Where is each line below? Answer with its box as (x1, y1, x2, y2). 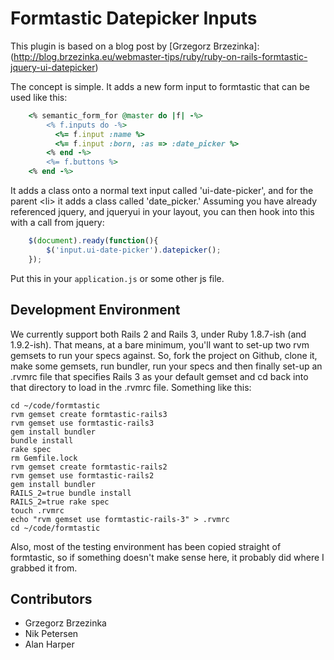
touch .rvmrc (10, 505, 65, 516)
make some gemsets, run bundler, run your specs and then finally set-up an (10, 360, 323, 372)
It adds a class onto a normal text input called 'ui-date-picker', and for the (10, 185, 314, 197)
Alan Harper (24, 638, 75, 651)
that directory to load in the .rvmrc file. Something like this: (10, 381, 252, 393)
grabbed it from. (10, 562, 78, 574)
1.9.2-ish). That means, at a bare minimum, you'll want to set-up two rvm (10, 338, 310, 351)
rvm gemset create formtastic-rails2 (10, 462, 168, 472)
